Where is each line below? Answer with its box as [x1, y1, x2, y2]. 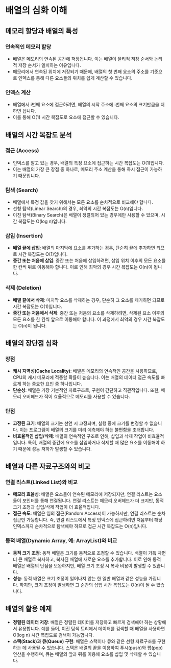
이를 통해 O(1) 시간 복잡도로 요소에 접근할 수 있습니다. [12, 114, 119, 121]
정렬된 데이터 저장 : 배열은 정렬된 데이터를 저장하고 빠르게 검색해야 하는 [12, 619, 153, 625]
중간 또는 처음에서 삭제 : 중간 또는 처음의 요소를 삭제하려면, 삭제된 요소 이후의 [12, 309, 165, 316]
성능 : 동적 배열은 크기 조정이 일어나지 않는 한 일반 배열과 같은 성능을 [12, 575, 148, 581]
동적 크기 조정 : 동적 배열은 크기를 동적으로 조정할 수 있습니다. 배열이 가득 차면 [12, 550, 166, 556]
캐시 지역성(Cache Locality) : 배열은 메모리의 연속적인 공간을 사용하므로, [12, 368, 158, 374]
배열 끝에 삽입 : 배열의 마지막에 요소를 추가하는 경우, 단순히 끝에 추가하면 [12, 245, 156, 251]
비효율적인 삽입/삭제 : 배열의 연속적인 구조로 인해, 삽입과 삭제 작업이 [12, 433, 146, 439]
